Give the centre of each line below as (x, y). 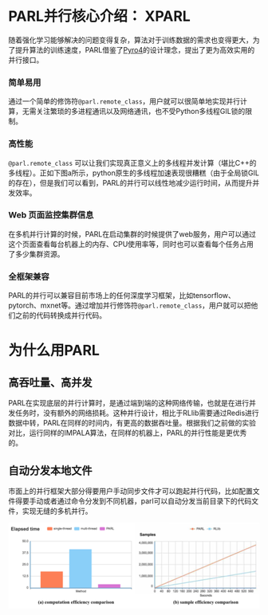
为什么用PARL (54, 351)
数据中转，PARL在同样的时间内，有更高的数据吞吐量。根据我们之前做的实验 (132, 423)
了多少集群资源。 (36, 254)
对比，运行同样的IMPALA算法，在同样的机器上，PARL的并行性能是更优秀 (128, 433)
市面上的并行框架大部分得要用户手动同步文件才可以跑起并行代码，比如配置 (130, 491)
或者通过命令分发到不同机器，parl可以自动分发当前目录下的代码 (147, 501)
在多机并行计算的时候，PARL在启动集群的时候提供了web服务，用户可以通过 (132, 234)
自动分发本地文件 (50, 470)
